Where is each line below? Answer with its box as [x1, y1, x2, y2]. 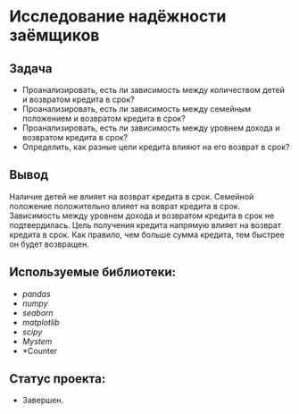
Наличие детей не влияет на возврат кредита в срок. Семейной [9, 190, 254, 202]
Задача [9, 61, 53, 76]
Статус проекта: [9, 371, 106, 386]
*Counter [21, 345, 58, 356]
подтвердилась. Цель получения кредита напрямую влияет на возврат [9, 219, 281, 230]
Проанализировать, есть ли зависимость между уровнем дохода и [21, 123, 280, 133]
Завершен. [21, 395, 64, 406]
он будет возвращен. [9, 239, 89, 249]
